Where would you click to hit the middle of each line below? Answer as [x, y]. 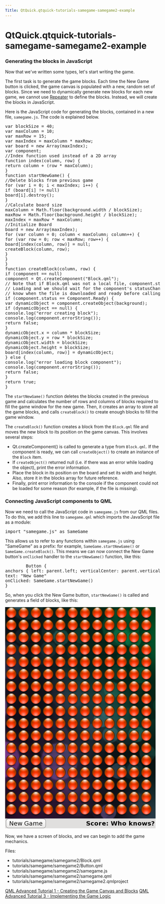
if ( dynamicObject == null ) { [41, 308]
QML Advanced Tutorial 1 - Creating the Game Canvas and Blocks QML [77, 891]
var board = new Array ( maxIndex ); [47, 146]
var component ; [23, 151]
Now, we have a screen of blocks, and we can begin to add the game [75, 836]
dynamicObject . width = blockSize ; [47, 343]
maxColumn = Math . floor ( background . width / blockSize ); [74, 210]
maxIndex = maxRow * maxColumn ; [44, 220]
